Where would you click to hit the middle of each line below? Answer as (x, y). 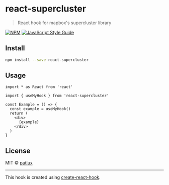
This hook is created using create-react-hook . (53, 177)
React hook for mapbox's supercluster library (64, 23)
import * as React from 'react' (39, 87)
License (18, 151)
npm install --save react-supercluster (47, 60)
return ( (19, 114)
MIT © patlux (19, 163)
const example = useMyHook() (40, 109)
